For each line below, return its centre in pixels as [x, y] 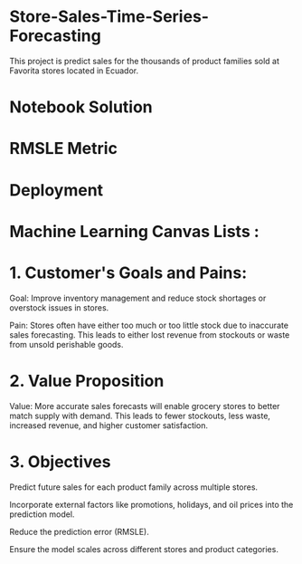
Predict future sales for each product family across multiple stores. [134, 487]
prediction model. [42, 514]
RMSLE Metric [63, 149]
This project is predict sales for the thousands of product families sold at [145, 61]
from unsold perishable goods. [66, 344]
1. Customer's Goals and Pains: [128, 272]
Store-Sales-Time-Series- [109, 17]
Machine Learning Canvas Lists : [134, 231]
